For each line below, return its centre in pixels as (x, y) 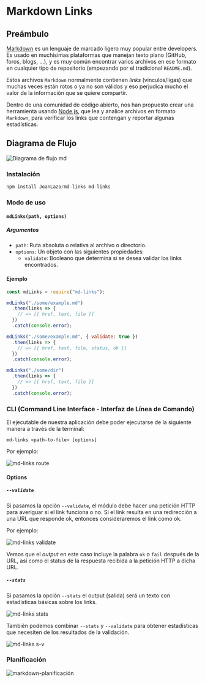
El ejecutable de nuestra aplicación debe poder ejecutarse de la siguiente (99, 422)
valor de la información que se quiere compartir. (67, 93)
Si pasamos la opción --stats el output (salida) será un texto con (88, 595)
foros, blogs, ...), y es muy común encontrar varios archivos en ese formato (101, 62)
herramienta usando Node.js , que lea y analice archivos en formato (91, 111)
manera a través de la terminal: (45, 428)
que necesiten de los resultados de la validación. (68, 632)
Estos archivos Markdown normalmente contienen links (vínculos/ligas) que (99, 80)
